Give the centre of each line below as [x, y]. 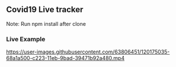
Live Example [26, 39]
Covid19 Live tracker [45, 10]
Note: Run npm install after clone [46, 24]
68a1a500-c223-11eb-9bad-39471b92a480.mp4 [65, 58]
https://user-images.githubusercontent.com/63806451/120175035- [88, 52]
